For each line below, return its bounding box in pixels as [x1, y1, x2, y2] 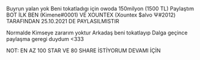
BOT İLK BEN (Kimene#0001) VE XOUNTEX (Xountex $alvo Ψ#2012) [6, 11, 176, 18]
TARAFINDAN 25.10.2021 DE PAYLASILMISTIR [6, 18, 119, 24]
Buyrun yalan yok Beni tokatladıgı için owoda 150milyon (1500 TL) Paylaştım [6, 5, 195, 12]
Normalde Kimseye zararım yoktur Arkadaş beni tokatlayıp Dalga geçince [6, 29, 188, 36]
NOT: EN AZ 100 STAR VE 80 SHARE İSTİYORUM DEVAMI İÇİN [6, 47, 161, 54]
